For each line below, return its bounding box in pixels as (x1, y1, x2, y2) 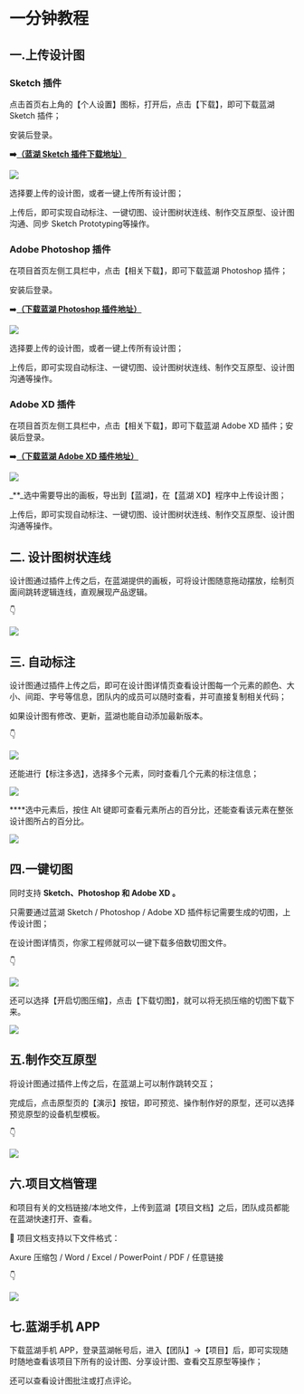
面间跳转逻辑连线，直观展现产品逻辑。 (9, 587, 152, 597)
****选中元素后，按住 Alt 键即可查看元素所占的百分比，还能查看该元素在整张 (9, 805, 294, 816)
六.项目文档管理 (9, 1176, 98, 1191)
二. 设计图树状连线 (9, 549, 111, 565)
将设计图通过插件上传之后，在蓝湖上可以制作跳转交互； (9, 1078, 215, 1089)
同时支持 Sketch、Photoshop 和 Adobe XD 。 (9, 887, 181, 898)
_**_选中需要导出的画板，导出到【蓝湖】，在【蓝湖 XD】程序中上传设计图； (9, 490, 287, 501)
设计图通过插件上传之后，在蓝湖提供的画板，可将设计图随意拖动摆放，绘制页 (9, 576, 295, 587)
